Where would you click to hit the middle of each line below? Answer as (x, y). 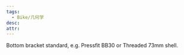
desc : (13, 23)
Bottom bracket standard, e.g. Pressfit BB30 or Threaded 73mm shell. (92, 45)
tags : (13, 12)
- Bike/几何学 (28, 17)
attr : (13, 28)
